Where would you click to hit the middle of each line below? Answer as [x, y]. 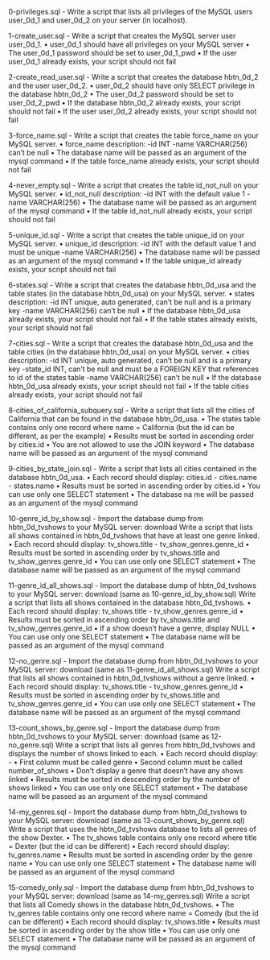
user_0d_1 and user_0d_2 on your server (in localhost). [98, 20]
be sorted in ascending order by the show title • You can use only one [124, 930]
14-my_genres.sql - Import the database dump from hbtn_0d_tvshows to [128, 812]
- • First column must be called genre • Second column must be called [125, 762]
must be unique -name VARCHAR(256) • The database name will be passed [134, 252]
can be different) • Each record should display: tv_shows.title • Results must [135, 922]
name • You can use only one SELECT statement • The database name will [133, 863]
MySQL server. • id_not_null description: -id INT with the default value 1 [127, 194]
